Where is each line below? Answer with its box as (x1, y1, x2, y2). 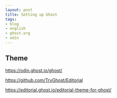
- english (5, 26, 26, 31)
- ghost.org (5, 31, 30, 36)
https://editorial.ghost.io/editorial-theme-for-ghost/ (5, 86, 112, 93)
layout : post (5, 7, 33, 13)
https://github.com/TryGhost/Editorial (5, 77, 83, 83)
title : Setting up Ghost (5, 12, 57, 17)
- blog (5, 21, 19, 27)
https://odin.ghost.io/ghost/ (5, 67, 63, 73)
